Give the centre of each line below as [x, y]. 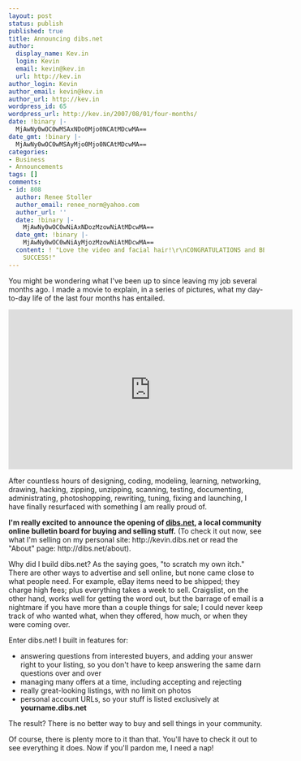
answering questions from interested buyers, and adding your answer [137, 655]
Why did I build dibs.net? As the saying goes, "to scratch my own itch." [127, 564]
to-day [19, 298]
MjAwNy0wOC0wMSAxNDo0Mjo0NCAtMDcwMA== [82, 129]
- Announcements [36, 167]
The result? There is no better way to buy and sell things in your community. [135, 723]
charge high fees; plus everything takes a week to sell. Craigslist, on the [129, 590]
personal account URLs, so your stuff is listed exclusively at [120, 698]
